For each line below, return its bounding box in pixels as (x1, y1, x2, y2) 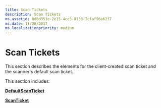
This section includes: (5, 78, 50, 84)
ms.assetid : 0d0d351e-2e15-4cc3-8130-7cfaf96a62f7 (5, 16, 112, 21)
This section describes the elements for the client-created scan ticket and (5, 63, 156, 69)
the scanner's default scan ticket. (5, 69, 73, 75)
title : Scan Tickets (5, 7, 48, 12)
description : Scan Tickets (5, 12, 61, 17)
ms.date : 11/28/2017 (5, 21, 48, 26)
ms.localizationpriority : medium (5, 26, 74, 31)
